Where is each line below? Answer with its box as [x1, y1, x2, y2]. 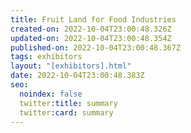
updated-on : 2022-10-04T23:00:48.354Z [10, 33, 172, 43]
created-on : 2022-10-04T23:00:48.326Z [10, 24, 172, 34]
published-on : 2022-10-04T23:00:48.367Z [10, 42, 182, 53]
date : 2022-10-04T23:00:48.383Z [10, 71, 145, 81]
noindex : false [19, 89, 83, 99]
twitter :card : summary [19, 107, 114, 118]
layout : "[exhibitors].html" [10, 61, 132, 71]
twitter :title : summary [19, 98, 118, 108]
